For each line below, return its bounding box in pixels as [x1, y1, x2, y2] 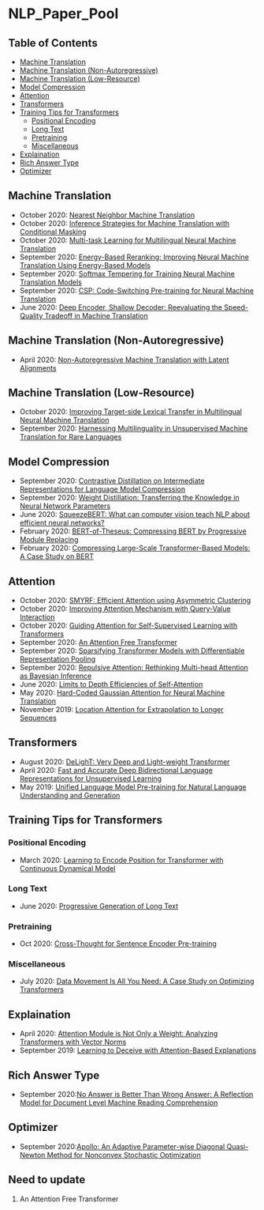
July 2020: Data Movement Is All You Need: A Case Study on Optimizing [19, 977, 255, 986]
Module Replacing [19, 535, 79, 545]
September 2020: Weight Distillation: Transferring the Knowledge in [19, 493, 240, 503]
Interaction [19, 613, 55, 622]
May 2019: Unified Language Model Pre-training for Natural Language [19, 782, 247, 791]
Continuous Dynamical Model [19, 863, 116, 873]
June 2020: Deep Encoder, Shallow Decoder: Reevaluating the [19, 302, 223, 312]
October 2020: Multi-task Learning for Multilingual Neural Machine [19, 235, 236, 245]
